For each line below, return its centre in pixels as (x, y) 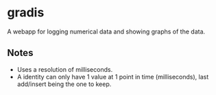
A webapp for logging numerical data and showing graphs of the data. (106, 31)
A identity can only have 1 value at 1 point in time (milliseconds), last (113, 77)
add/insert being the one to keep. (64, 84)
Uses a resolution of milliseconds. (65, 69)
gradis (26, 13)
